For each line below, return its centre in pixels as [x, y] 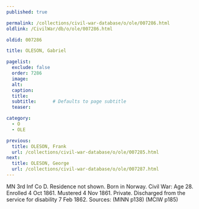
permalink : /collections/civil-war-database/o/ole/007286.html [88, 23]
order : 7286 [27, 73]
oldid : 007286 [24, 40]
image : [20, 79]
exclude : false [31, 68]
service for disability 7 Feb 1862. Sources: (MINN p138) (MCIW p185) [92, 199]
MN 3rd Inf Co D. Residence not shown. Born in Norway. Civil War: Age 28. [100, 186]
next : [13, 158]
